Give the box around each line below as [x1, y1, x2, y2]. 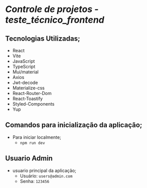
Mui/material [12, 69, 39, 75]
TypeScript [12, 64, 36, 69]
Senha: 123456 [20, 178, 50, 184]
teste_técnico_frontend [5, 14, 104, 26]
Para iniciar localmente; [12, 134, 61, 140]
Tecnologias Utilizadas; [5, 34, 80, 43]
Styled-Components [12, 101, 55, 107]
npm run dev [20, 140, 45, 145]
